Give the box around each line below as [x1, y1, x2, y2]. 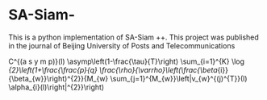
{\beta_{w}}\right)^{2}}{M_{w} [8, 73, 109, 83]
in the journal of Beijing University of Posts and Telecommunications [8, 40, 236, 50]
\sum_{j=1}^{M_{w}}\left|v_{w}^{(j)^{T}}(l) [110, 73, 248, 83]
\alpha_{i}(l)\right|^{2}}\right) [8, 82, 105, 92]
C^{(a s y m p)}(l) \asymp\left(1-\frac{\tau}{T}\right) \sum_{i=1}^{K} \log [8, 56, 244, 66]
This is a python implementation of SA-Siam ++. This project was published [8, 32, 260, 42]
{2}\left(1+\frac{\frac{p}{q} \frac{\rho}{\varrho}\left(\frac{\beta [8, 65, 218, 74]
